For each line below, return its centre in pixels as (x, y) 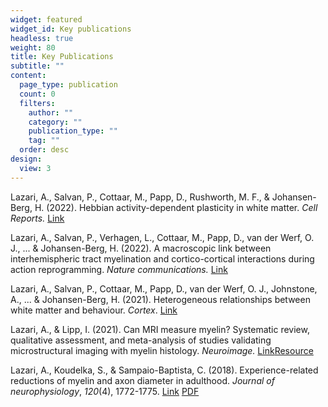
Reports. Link (37, 218)
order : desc (44, 150)
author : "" (51, 112)
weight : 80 (33, 47)
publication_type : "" (73, 131)
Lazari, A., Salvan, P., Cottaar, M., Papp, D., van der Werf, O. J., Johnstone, (164, 288)
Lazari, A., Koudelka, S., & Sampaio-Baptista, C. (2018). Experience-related (164, 370)
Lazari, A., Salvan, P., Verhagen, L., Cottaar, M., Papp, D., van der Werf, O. (162, 237)
